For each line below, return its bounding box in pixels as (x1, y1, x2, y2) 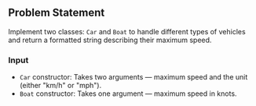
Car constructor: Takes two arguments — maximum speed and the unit (19, 72, 248, 82)
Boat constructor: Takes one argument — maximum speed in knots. (19, 89, 237, 98)
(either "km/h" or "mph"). (19, 81, 102, 90)
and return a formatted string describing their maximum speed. (8, 35, 212, 44)
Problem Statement (8, 6, 105, 19)
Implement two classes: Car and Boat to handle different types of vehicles (8, 26, 246, 36)
